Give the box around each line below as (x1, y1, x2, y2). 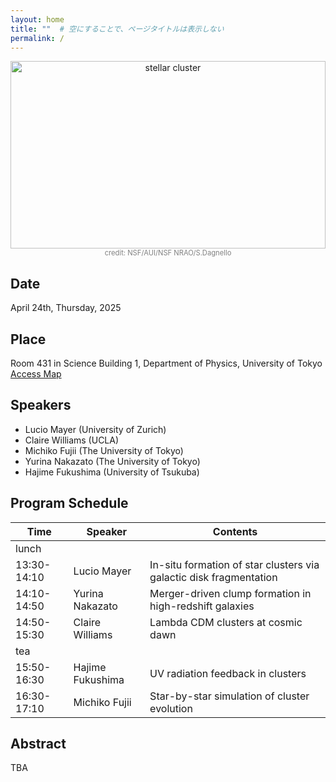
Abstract (10, 736, 67, 753)
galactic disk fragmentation (149, 570, 278, 584)
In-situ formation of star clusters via (149, 557, 320, 571)
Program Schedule (10, 495, 129, 512)
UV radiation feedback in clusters (149, 666, 307, 680)
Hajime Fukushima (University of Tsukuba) (24, 466, 200, 478)
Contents (212, 524, 258, 538)
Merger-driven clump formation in (149, 586, 312, 600)
